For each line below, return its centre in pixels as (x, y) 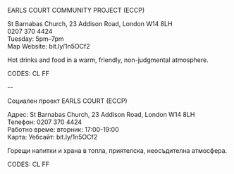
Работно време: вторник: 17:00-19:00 (63, 129)
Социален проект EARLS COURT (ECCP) (68, 101)
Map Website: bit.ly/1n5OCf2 (49, 46)
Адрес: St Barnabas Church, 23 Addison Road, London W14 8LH (101, 114)
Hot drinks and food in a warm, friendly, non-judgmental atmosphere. (108, 60)
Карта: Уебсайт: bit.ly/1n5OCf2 (53, 137)
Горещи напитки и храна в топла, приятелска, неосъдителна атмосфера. (117, 150)
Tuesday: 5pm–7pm (36, 39)
